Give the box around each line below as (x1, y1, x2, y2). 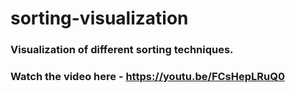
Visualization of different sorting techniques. (10, 43, 234, 57)
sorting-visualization (10, 7, 189, 30)
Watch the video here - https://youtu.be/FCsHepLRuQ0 (10, 70, 285, 84)
